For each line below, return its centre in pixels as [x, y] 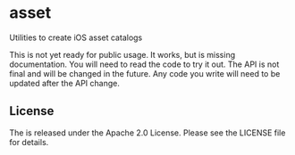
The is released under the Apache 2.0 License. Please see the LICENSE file [147, 133]
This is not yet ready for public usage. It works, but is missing [122, 54]
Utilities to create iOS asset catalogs [76, 37]
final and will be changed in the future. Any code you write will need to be [145, 73]
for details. [29, 142]
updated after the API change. [65, 83]
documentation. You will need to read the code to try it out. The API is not [144, 64]
